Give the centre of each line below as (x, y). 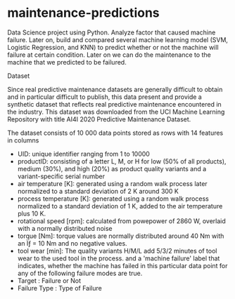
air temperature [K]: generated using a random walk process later (112, 183)
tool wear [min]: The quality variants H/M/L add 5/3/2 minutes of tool (117, 251)
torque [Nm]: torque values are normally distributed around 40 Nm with (121, 236)
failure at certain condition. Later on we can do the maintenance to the (109, 55)
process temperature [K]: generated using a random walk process (113, 199)
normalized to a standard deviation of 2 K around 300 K (98, 191)
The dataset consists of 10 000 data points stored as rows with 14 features (115, 133)
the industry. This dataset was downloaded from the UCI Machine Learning (116, 112)
